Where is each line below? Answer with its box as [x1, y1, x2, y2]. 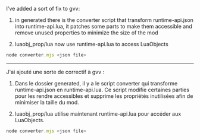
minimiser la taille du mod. [14, 98, 79, 106]
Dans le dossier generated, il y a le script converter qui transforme [14, 79, 178, 87]
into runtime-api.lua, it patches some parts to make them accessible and [14, 23, 192, 30]
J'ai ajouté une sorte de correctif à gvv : [6, 68, 105, 75]
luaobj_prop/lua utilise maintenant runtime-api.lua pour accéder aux [14, 110, 182, 117]
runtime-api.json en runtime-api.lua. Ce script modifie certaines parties [14, 86, 189, 93]
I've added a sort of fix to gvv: [6, 5, 80, 12]
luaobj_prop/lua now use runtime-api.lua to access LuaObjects [14, 41, 168, 47]
